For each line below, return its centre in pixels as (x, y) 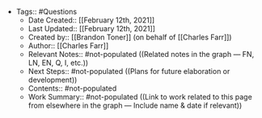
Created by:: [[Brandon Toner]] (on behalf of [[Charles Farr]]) (130, 37)
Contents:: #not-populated (72, 88)
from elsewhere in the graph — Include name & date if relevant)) (135, 105)
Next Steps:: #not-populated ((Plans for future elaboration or (129, 71)
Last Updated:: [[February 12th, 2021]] (92, 28)
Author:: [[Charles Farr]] (68, 46)
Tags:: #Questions (46, 12)
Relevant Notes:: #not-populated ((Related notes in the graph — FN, (141, 54)
